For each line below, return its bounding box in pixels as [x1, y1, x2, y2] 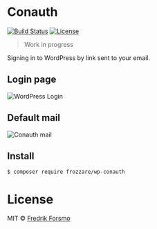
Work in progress [24, 40, 74, 48]
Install [7, 150, 35, 162]
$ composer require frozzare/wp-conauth [7, 168, 126, 176]
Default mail [7, 112, 61, 124]
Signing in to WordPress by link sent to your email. [7, 53, 151, 62]
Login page [7, 74, 57, 86]
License [7, 191, 54, 207]
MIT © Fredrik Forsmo [7, 215, 71, 223]
